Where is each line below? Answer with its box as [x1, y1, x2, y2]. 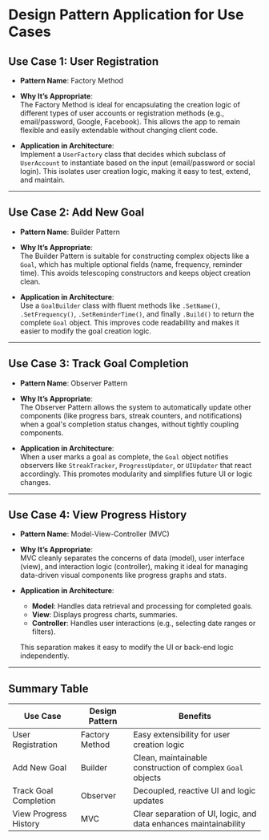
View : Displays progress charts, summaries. [31, 610, 178, 620]
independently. [19, 651, 70, 660]
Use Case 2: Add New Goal [8, 206, 145, 220]
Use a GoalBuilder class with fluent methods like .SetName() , [19, 301, 221, 310]
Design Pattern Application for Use [8, 6, 244, 24]
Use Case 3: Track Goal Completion [8, 357, 189, 370]
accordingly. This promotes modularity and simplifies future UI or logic [19, 469, 253, 479]
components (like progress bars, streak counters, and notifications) [19, 410, 243, 420]
